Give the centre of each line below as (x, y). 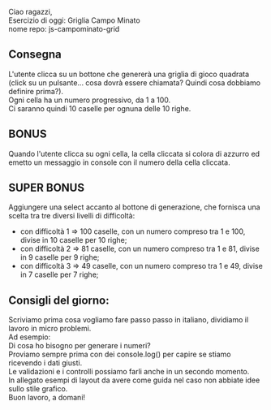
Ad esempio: (30, 337)
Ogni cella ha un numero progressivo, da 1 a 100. (90, 100)
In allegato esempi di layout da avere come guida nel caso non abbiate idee (134, 380)
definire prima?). (36, 91)
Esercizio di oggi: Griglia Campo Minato (74, 20)
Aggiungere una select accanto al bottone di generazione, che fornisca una (135, 207)
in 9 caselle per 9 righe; (60, 257)
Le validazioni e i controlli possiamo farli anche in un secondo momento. (129, 372)
